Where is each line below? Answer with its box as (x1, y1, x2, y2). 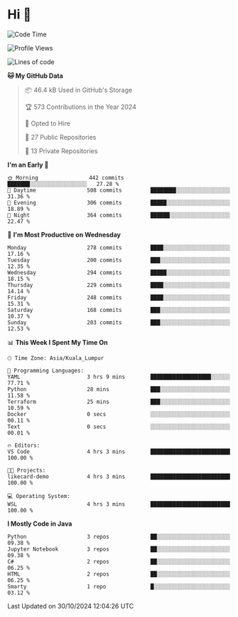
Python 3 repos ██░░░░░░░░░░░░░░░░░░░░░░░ (7, 533, 231, 540)
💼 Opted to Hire (24, 119, 71, 128)
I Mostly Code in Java (7, 519, 72, 528)
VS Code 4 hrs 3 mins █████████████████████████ (7, 448, 231, 455)
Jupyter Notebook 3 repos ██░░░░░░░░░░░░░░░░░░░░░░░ (7, 545, 231, 553)
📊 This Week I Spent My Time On (7, 338, 108, 346)
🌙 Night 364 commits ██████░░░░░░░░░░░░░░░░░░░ (7, 212, 231, 219)
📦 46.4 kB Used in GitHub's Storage (24, 85, 133, 94)
